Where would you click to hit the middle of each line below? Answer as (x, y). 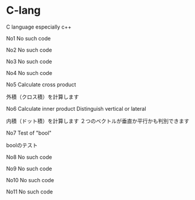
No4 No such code (29, 73)
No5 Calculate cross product (41, 85)
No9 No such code (29, 168)
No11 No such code (30, 192)
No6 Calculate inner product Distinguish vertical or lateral (76, 108)
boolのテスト (22, 145)
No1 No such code (28, 38)
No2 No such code (29, 50)
